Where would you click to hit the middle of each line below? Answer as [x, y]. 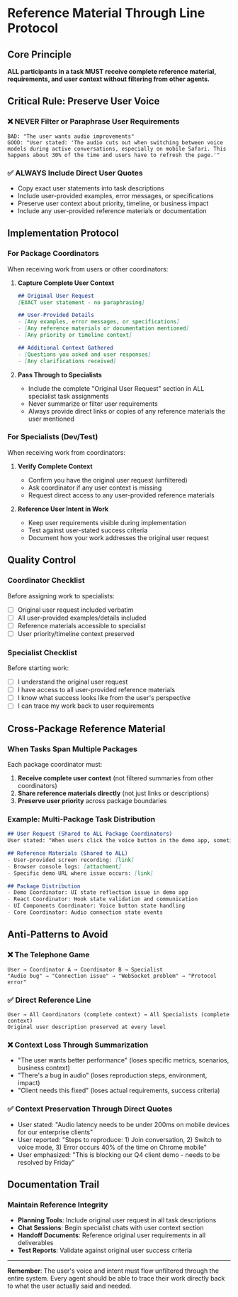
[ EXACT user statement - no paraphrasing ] [81, 302]
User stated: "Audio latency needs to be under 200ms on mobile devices [124, 1124]
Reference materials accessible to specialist [82, 625]
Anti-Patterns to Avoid [58, 935]
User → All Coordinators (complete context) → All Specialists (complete [119, 1014]
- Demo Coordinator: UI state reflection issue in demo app [98, 893]
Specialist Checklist [42, 652]
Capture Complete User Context [66, 283]
